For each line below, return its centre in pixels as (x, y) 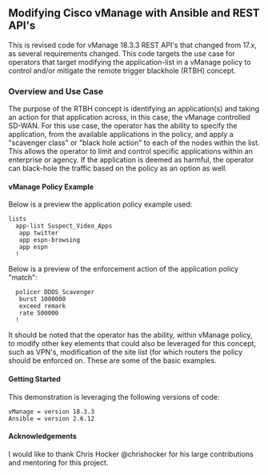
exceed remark (42, 306)
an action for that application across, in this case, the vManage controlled (129, 117)
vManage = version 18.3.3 (51, 412)
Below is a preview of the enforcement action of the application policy (123, 269)
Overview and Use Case (56, 91)
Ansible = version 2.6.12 (51, 419)
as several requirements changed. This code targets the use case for (122, 53)
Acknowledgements (43, 437)
